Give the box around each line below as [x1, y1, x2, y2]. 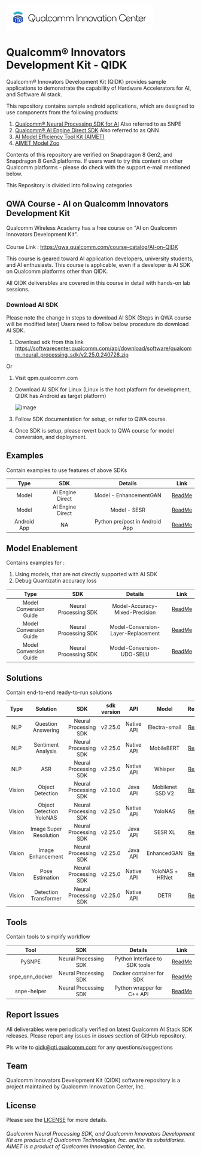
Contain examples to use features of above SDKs [6, 466, 127, 474]
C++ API [128, 991, 149, 998]
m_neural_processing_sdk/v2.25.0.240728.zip [14, 351, 129, 358]
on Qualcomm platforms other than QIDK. [6, 267, 108, 275]
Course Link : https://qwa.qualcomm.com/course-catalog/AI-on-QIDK [6, 243, 178, 250]
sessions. [6, 285, 30, 293]
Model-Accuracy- [112, 602, 159, 609]
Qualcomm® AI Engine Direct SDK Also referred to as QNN [14, 126, 160, 133]
